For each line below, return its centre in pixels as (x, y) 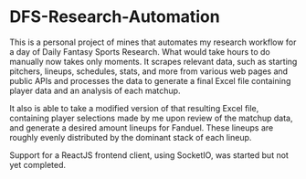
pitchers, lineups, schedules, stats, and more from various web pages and (149, 71)
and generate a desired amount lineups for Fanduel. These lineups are (142, 127)
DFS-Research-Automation (115, 17)
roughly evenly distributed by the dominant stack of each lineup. (131, 137)
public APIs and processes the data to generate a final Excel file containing (150, 80)
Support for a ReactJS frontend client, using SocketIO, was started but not (149, 155)
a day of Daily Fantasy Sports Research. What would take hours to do (140, 51)
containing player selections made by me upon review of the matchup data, (151, 118)
